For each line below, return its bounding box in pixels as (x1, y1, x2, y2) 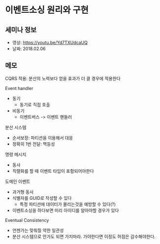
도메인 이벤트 (5, 178, 31, 184)
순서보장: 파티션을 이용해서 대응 (12, 135, 73, 141)
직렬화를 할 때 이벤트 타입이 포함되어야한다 (12, 168, 95, 174)
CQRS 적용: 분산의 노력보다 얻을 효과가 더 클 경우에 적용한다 (5, 75, 121, 81)
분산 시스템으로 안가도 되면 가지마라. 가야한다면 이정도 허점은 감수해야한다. (12, 233, 156, 239)
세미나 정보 (5, 26, 37, 34)
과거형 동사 (12, 189, 34, 195)
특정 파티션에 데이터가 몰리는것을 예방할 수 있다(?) (19, 201, 116, 207)
